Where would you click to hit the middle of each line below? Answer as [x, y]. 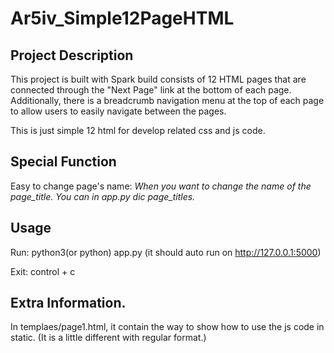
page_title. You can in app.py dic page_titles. [103, 196]
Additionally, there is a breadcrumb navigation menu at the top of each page [167, 100]
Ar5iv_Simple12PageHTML [122, 18]
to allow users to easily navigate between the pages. [118, 111]
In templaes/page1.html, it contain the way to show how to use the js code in [167, 327]
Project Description [72, 55]
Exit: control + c [43, 271]
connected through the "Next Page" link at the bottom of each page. [151, 90]
